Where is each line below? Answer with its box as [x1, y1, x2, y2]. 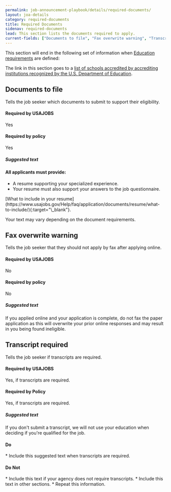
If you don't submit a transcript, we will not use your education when [5, 424, 149, 430]
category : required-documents [5, 17, 70, 22]
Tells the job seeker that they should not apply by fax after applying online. [5, 245, 162, 251]
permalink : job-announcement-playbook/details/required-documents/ [5, 7, 152, 13]
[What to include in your [5, 195, 56, 201]
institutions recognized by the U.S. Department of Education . [5, 70, 133, 76]
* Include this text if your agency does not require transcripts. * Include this [5, 476, 163, 482]
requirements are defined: [5, 55, 60, 61]
